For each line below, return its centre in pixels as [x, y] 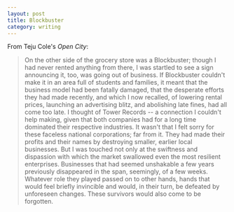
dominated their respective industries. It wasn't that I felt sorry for [119, 127]
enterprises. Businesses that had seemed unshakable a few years [119, 164]
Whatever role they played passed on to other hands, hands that [117, 179]
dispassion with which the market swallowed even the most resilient [122, 157]
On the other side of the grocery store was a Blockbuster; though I [120, 60]
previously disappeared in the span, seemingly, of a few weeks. [116, 171]
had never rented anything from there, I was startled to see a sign [119, 68]
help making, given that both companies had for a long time [110, 120]
